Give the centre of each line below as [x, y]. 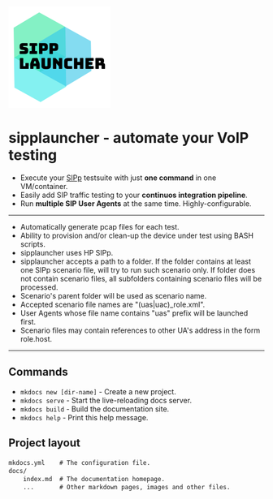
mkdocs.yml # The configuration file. [80, 462]
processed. [39, 287]
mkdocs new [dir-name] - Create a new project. [98, 391]
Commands [39, 372]
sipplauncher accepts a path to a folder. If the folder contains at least [136, 261]
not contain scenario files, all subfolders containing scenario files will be [141, 278]
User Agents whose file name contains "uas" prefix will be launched [134, 313]
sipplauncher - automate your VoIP [129, 138]
